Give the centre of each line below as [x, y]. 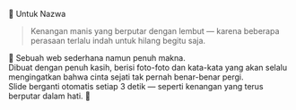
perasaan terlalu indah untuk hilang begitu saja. [118, 41]
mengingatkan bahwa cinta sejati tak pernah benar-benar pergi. [126, 77]
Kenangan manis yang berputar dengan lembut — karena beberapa [155, 31]
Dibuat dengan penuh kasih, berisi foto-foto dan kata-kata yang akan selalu [148, 68]
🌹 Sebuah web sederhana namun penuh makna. [97, 58]
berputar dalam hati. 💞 [49, 96]
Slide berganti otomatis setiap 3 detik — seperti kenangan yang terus [136, 86]
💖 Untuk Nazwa [37, 14]
